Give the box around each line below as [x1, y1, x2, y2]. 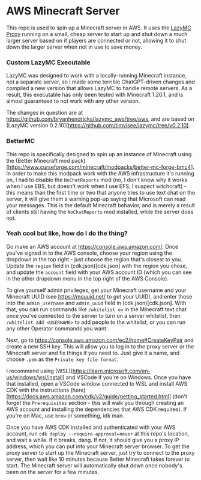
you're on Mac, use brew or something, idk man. [6, 412, 124, 419]
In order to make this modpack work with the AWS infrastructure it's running [6, 169, 194, 177]
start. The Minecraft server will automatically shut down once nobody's [6, 461, 182, 469]
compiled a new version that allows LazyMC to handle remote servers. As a [6, 85, 193, 92]
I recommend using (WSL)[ [6, 367, 73, 374]
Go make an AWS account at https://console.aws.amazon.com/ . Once [6, 243, 179, 250]
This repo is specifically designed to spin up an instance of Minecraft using [6, 150, 192, 157]
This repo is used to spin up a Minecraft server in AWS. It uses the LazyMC [6, 24, 192, 31]
